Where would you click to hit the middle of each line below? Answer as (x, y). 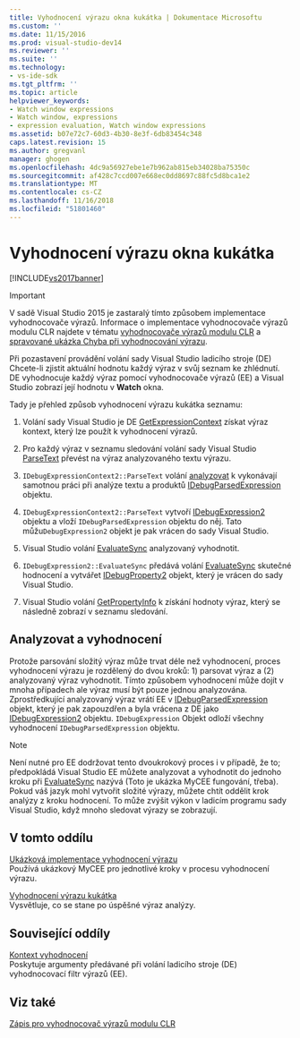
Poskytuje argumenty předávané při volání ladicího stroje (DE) (123, 965)
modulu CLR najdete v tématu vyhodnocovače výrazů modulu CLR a (135, 331)
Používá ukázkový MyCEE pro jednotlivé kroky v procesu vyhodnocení (140, 869)
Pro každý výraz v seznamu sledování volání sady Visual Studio (139, 448)
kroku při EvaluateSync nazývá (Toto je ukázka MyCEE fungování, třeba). (144, 781)
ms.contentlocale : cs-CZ (56, 192)
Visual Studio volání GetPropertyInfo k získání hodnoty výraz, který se (151, 601)
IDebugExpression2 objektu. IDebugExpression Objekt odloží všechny (137, 718)
